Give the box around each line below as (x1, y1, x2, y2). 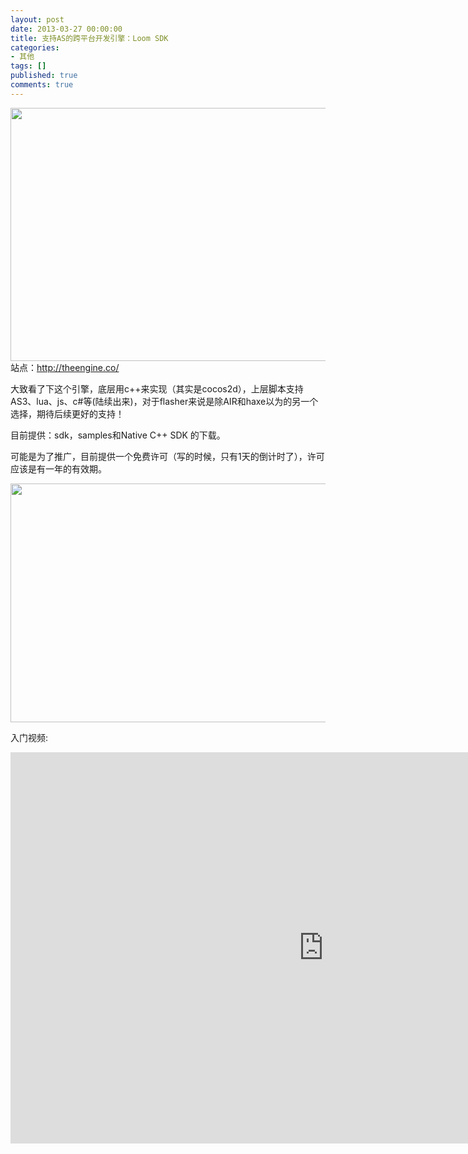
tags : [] (10, 61, 47, 71)
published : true (10, 71, 78, 81)
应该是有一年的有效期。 (10, 462, 107, 475)
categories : (10, 42, 60, 53)
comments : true (10, 80, 74, 90)
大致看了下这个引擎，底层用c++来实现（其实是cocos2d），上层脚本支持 (10, 382, 304, 395)
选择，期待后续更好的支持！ (10, 407, 125, 420)
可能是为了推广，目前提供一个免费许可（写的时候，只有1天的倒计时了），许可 (10, 450, 325, 462)
